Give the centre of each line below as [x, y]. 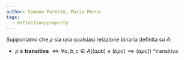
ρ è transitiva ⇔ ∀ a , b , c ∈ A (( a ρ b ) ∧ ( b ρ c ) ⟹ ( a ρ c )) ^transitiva [97, 51]
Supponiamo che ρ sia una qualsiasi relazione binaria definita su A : [89, 40]
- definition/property [40, 23]
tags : [13, 17]
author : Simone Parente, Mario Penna [54, 12]
